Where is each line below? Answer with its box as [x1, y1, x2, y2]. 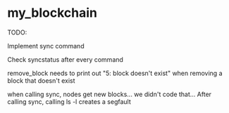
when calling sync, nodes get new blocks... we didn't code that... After [7, 90, 212, 98]
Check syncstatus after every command [7, 55, 123, 64]
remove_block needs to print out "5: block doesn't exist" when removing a [7, 69, 223, 77]
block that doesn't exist [7, 76, 75, 85]
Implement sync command [7, 41, 85, 50]
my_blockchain [7, 5, 97, 21]
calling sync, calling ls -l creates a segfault [7, 97, 132, 106]
